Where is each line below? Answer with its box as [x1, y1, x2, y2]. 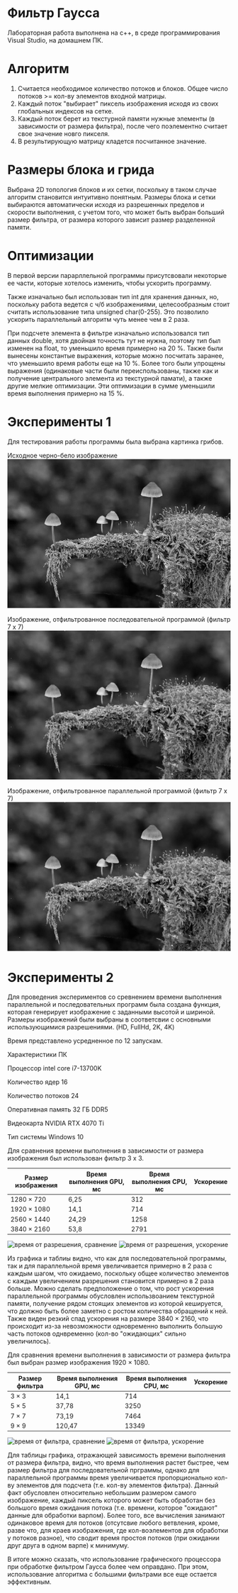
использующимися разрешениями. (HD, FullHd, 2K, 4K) [7, 1023, 175, 1032]
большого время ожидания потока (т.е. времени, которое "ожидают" [7, 1504, 218, 1512]
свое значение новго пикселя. [17, 129, 110, 138]
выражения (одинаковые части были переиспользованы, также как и [7, 367, 219, 375]
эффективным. [7, 1577, 52, 1586]
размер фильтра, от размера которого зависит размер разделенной [7, 215, 216, 224]
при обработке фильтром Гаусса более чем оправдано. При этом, [7, 1563, 209, 1571]
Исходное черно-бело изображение [7, 451, 118, 459]
